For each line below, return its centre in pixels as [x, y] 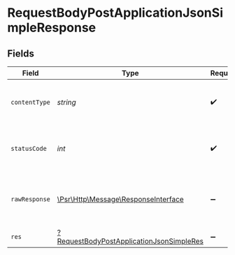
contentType [31, 102]
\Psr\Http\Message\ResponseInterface [120, 199]
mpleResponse [52, 28]
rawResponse [31, 199]
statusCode [29, 148]
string [67, 102]
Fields [21, 53]
